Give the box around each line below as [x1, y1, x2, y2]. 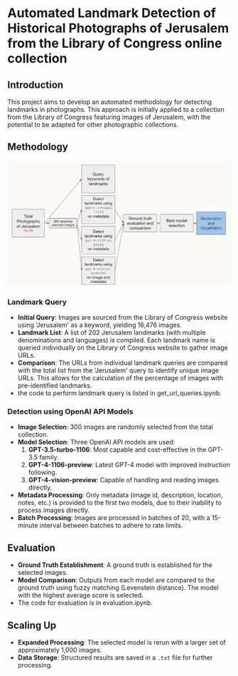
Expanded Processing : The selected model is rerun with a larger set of [17, 638, 226, 647]
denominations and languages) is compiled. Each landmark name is [17, 336, 215, 345]
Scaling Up [7, 619, 57, 631]
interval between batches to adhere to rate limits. [39, 521, 183, 530]
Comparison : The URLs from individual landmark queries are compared [17, 358, 228, 368]
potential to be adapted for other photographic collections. [7, 120, 179, 129]
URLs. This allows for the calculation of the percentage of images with [17, 374, 224, 383]
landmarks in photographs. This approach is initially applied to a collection [7, 105, 225, 113]
